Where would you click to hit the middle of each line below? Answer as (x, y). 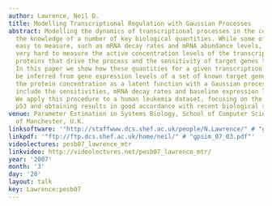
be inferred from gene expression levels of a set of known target (132, 76)
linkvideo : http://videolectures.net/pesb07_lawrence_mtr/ (110, 152)
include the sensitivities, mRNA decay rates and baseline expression (137, 91)
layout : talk (30, 182)
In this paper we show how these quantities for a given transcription (139, 69)
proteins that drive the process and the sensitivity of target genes (137, 62)
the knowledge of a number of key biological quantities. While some (135, 39)
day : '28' (25, 174)
